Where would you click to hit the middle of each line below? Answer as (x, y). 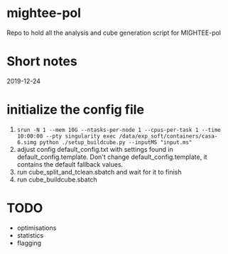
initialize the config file (76, 110)
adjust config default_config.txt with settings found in (95, 149)
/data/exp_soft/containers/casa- (168, 136)
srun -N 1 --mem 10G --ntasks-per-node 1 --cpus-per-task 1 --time (119, 130)
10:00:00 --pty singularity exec (66, 136)
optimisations (37, 228)
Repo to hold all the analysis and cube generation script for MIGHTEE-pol (114, 33)
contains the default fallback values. (70, 164)
